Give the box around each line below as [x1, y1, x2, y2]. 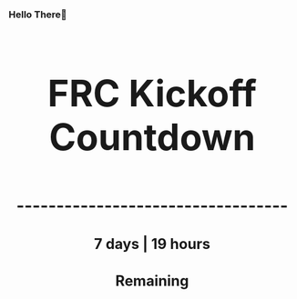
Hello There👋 [8, 8, 67, 21]
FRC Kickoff [47, 70, 257, 115]
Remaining [115, 272, 189, 290]
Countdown [48, 114, 256, 159]
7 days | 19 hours [93, 234, 211, 253]
